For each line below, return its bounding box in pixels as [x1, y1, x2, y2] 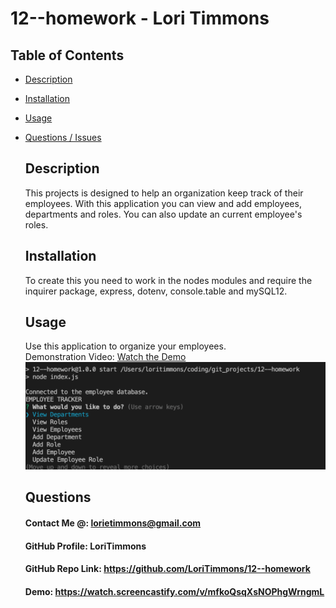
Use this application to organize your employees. [24, 340, 227, 352]
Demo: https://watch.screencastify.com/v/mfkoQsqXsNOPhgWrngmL [24, 585, 325, 597]
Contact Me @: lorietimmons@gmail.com [24, 517, 202, 529]
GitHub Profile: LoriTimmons [24, 540, 147, 552]
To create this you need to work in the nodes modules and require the [24, 274, 313, 286]
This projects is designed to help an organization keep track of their [24, 187, 304, 199]
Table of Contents [10, 47, 125, 64]
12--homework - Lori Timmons [10, 7, 270, 30]
